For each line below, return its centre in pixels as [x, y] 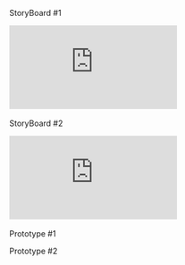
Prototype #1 [33, 234]
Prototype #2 [34, 251]
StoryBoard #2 [36, 123]
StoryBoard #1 [35, 13]
